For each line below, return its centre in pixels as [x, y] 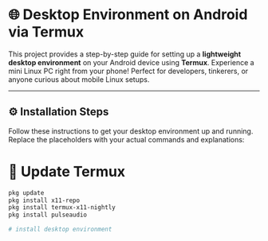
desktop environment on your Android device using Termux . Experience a [131, 62]
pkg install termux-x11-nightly [62, 208]
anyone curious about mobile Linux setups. [79, 79]
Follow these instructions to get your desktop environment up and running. [131, 131]
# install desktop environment [60, 229]
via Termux [46, 32]
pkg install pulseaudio [48, 215]
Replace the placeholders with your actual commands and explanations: [126, 139]
